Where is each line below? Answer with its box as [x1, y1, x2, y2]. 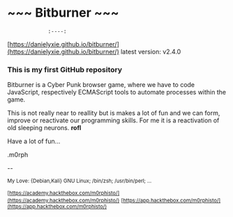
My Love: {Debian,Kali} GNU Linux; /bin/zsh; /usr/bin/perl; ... [7, 177, 152, 185]
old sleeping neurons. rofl [7, 124, 82, 132]
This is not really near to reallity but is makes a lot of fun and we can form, [7, 109, 220, 118]
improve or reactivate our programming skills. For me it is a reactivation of [7, 116, 220, 124]
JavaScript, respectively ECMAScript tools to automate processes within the [7, 88, 227, 97]
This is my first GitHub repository [7, 65, 123, 74]
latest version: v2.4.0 [121, 47, 181, 56]
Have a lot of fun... [7, 137, 61, 145]
